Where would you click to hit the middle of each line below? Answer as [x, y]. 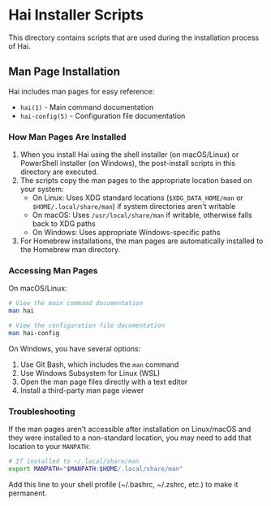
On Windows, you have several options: [75, 348]
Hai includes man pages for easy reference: [82, 91]
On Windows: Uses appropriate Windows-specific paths [126, 233]
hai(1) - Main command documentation [87, 107]
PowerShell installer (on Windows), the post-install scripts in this [128, 164]
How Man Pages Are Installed [68, 137]
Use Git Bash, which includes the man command [99, 364]
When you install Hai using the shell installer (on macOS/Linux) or [129, 155]
